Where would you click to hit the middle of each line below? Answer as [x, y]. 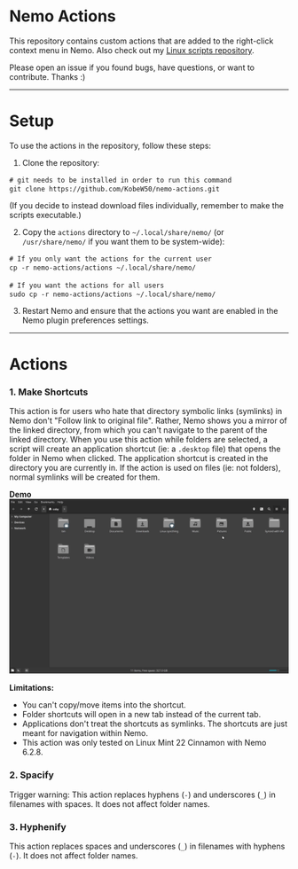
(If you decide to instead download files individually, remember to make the [147, 205]
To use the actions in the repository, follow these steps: [110, 145]
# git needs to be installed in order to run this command [121, 180]
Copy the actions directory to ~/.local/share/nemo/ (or [123, 231]
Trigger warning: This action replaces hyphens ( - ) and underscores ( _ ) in [143, 795]
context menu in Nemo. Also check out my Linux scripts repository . [132, 50]
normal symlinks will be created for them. [85, 477]
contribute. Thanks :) [47, 76]
